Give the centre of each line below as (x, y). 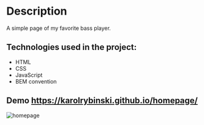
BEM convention (36, 81)
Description (37, 11)
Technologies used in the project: (72, 47)
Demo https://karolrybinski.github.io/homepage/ (102, 101)
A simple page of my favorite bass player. (59, 28)
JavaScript (29, 75)
